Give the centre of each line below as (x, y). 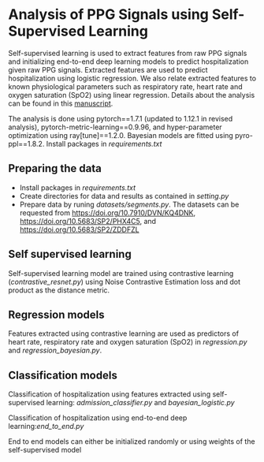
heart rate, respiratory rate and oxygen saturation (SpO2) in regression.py (128, 342)
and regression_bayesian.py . (55, 350)
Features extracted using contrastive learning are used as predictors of (123, 333)
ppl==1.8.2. (26, 143)
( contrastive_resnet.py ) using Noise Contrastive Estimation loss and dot (125, 281)
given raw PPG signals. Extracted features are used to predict (108, 69)
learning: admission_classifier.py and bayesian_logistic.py (140, 403)
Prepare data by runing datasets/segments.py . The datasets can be (129, 204)
